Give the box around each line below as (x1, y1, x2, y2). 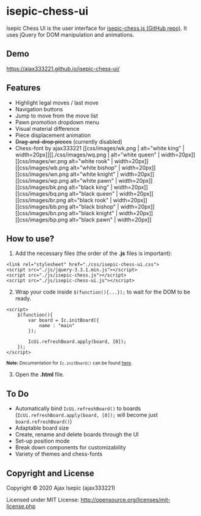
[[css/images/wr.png (15, 157, 68, 164)
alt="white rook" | (68, 157, 113, 164)
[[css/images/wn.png (15, 170, 69, 178)
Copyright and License (6, 468, 94, 478)
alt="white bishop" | (69, 164, 121, 171)
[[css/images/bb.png (15, 203, 68, 210)
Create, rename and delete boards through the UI (15, 431, 139, 438)
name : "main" (38, 323, 75, 329)
